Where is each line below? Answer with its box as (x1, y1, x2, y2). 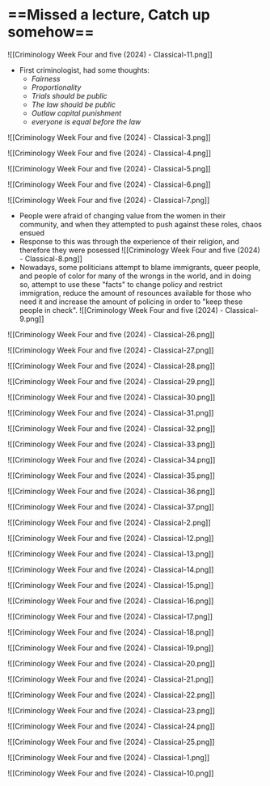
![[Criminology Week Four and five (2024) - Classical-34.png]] (7, 454, 216, 464)
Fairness (31, 74, 61, 83)
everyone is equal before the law (31, 116, 141, 126)
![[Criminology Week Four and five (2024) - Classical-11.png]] (7, 49, 213, 59)
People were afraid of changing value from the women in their (19, 210, 226, 220)
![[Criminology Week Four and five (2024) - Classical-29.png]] (7, 376, 216, 386)
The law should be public (31, 99, 116, 109)
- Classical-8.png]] (19, 253, 82, 264)
